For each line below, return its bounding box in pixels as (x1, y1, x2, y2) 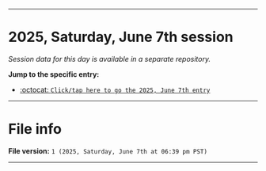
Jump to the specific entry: (8, 69, 100, 79)
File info (8, 120, 62, 139)
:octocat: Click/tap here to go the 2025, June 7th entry (19, 85, 211, 94)
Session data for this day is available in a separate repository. (8, 54, 211, 63)
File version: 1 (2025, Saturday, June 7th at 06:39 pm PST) (8, 146, 208, 155)
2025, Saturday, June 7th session (8, 28, 234, 46)
